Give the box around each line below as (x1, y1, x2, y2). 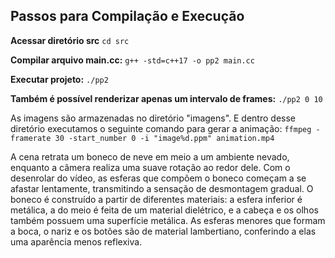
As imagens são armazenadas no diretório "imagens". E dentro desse (10, 112, 296, 124)
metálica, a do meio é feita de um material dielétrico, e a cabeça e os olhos (10, 204, 319, 216)
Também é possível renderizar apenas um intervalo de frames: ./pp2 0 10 (10, 92, 323, 104)
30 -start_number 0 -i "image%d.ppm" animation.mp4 (54, 133, 275, 143)
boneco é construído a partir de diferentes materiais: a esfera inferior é (10, 193, 303, 205)
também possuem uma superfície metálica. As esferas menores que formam (10, 214, 326, 226)
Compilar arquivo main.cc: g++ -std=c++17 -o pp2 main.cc (10, 54, 255, 66)
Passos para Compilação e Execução (10, 8, 245, 25)
